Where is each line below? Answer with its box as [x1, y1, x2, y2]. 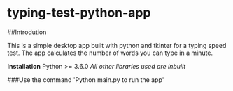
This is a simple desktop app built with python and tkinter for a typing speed [7, 41, 227, 49]
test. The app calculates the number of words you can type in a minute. [7, 49, 213, 57]
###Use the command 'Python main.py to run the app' [7, 75, 164, 84]
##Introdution [7, 28, 47, 36]
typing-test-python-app [7, 5, 151, 21]
